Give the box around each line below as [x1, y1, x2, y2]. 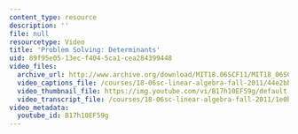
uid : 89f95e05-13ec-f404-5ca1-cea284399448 [9, 54, 173, 63]
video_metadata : [9, 103, 69, 112]
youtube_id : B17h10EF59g [17, 111, 109, 120]
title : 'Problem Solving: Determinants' [9, 46, 161, 55]
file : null [9, 29, 50, 38]
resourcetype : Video [9, 37, 86, 47]
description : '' [9, 21, 69, 30]
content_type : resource [9, 12, 98, 22]
